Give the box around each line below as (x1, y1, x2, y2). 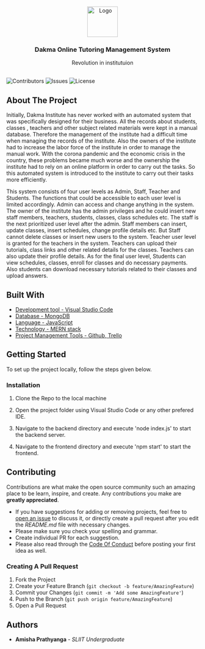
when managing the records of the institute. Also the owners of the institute (6, 137, 196, 144)
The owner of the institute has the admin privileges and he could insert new (6, 207, 196, 215)
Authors (6, 619, 38, 630)
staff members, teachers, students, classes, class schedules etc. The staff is (6, 214, 199, 221)
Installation (6, 381, 41, 389)
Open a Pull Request (15, 602, 67, 609)
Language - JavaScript (15, 319, 73, 326)
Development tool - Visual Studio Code (15, 305, 113, 313)
